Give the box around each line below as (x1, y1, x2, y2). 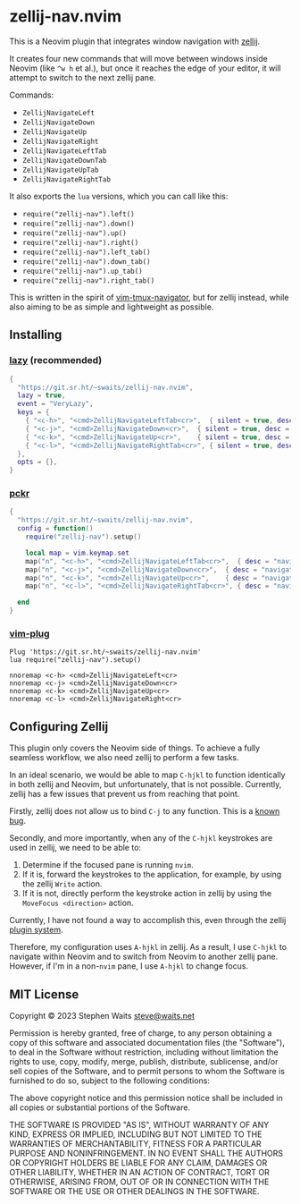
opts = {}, (17, 458, 58, 467)
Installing (9, 327, 62, 343)
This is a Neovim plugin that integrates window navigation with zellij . (9, 36, 261, 47)
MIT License (9, 987, 79, 1002)
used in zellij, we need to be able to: (9, 843, 141, 853)
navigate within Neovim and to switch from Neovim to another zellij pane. (9, 951, 279, 962)
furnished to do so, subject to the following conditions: (9, 1075, 210, 1086)
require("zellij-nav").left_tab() (21, 248, 151, 257)
